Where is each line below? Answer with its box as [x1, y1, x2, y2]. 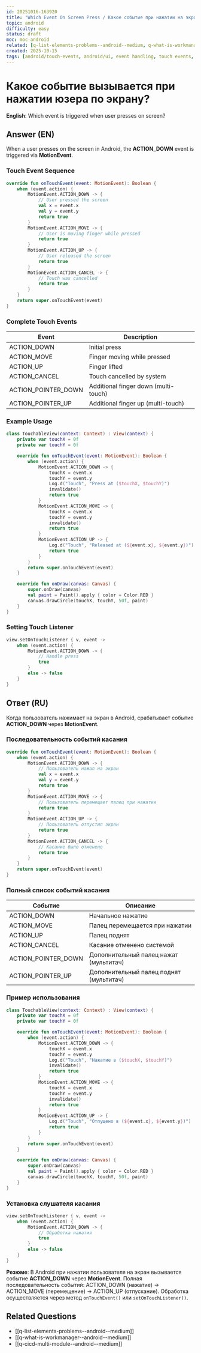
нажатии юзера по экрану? [6, 92, 150, 106]
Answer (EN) [6, 129, 55, 139]
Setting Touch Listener [6, 623, 74, 631]
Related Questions [6, 1312, 77, 1322]
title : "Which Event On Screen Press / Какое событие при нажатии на [6, 14, 184, 20]
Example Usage [6, 417, 53, 426]
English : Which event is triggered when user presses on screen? [6, 112, 166, 119]
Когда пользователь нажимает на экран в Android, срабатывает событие [6, 714, 194, 721]
